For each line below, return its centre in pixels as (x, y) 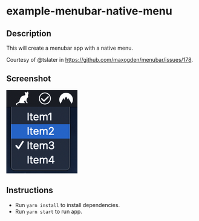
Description (29, 34)
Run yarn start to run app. (49, 211)
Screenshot (29, 79)
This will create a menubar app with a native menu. (70, 48)
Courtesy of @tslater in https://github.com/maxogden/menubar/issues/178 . (100, 60)
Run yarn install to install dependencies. (67, 205)
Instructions (30, 190)
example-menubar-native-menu (89, 11)
